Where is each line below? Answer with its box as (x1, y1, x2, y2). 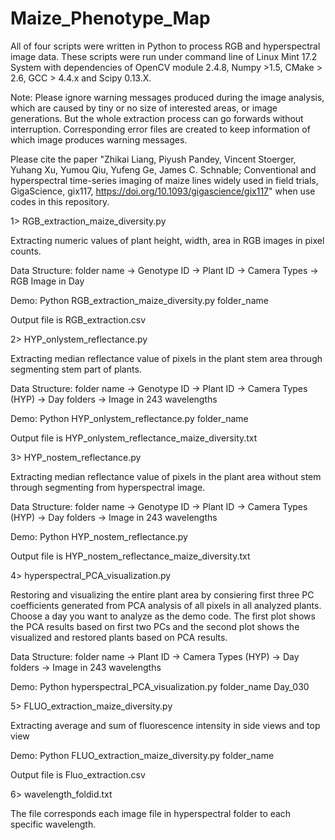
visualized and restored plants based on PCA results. (10, 631, 228, 643)
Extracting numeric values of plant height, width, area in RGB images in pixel (10, 234, 325, 246)
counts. (10, 245, 42, 257)
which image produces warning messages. (10, 133, 188, 146)
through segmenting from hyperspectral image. (10, 481, 206, 493)
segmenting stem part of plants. (10, 363, 142, 375)
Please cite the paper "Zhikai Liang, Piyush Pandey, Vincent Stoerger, (10, 153, 297, 165)
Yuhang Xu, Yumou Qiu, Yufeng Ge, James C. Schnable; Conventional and (10, 163, 317, 176)
